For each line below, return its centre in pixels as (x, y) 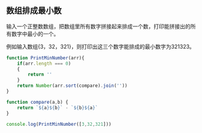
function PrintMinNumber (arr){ (45, 58)
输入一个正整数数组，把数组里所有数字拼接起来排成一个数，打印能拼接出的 (98, 26)
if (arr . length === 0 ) (44, 64)
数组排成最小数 (34, 11)
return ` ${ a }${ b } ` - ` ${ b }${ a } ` (57, 108)
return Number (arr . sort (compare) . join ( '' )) (72, 86)
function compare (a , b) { (37, 102)
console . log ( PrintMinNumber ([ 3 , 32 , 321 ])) (59, 124)
